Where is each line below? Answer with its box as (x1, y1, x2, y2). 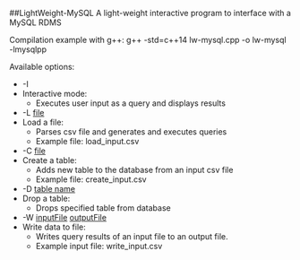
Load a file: (21, 117, 64, 127)
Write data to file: (21, 221, 87, 232)
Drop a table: (21, 193, 71, 204)
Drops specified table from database (35, 203, 172, 213)
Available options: (9, 62, 75, 72)
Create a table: (21, 155, 78, 165)
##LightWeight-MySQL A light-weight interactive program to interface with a (9, 8, 291, 18)
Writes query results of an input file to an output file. (35, 231, 228, 241)
